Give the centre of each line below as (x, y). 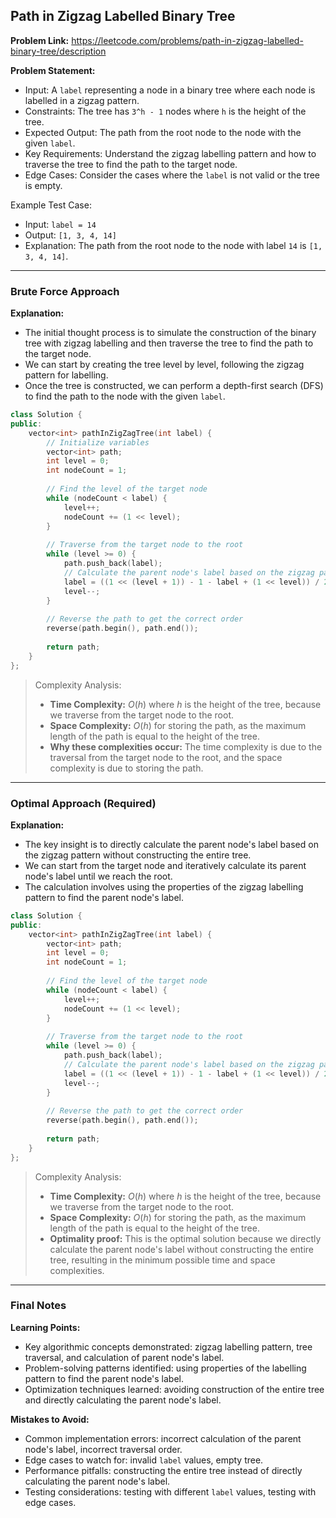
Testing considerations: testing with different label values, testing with (170, 1491)
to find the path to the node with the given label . (125, 396)
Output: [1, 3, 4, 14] (70, 235)
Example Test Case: (51, 205)
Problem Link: (40, 40)
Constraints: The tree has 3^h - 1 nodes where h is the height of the (165, 111)
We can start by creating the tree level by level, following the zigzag (164, 365)
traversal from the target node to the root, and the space (166, 757)
